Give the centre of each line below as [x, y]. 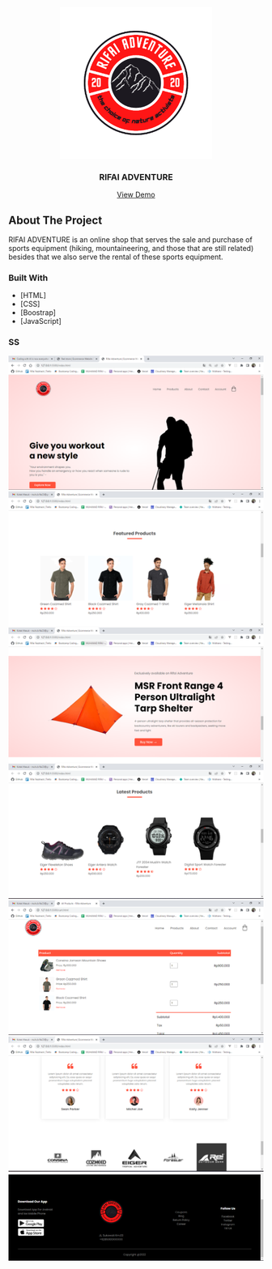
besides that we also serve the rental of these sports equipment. [116, 257]
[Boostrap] [38, 313]
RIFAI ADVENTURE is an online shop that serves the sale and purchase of [130, 240]
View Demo [136, 195]
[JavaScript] [41, 322]
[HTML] [33, 296]
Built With [28, 278]
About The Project [55, 220]
